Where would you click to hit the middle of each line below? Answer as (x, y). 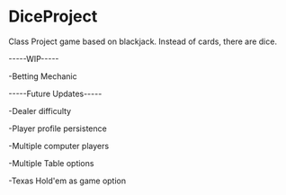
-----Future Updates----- (55, 93)
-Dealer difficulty (40, 111)
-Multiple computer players (59, 146)
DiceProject (53, 17)
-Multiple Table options (51, 163)
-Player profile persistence (58, 129)
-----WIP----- (34, 58)
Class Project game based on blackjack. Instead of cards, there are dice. (143, 41)
